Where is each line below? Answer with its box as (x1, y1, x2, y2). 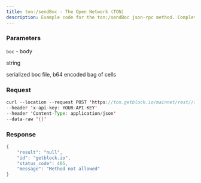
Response (6, 130, 36, 138)
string (6, 59, 21, 66)
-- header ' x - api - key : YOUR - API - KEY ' (6, 105, 98, 111)
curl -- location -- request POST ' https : (6, 99, 109, 105)
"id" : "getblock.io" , (17, 155, 71, 161)
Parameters (6, 34, 41, 42)
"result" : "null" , (17, 149, 63, 155)
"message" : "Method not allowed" (17, 166, 100, 172)
